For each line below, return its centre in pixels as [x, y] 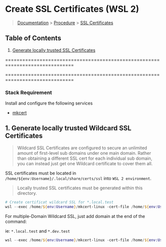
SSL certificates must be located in [41, 173]
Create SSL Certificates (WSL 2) [72, 9]
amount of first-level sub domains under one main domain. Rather [84, 153]
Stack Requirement [29, 92]
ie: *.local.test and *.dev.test [38, 231]
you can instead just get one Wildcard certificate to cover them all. [85, 163]
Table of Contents [33, 38]
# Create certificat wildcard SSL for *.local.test [59, 202]
